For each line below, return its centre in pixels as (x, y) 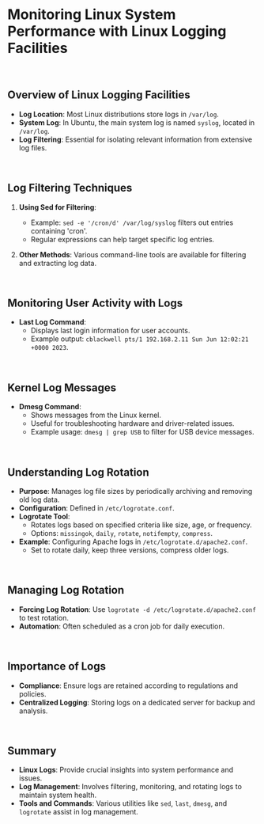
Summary (32, 751)
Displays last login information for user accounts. (110, 331)
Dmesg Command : (50, 407)
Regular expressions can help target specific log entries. (123, 239)
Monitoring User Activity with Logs (95, 303)
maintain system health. (58, 795)
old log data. (39, 499)
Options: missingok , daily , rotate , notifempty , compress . (121, 533)
